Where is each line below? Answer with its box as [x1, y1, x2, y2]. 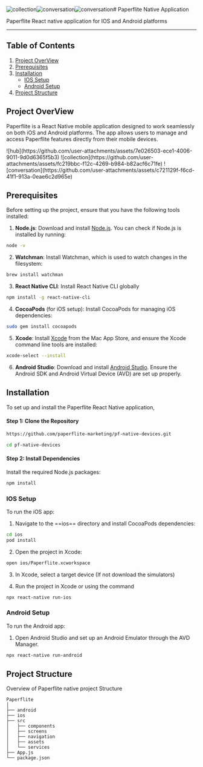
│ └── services [6, 745, 50, 751]
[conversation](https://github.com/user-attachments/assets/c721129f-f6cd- [6, 166, 195, 174]
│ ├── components [6, 723, 56, 729]
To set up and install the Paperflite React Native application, [6, 403, 155, 411]
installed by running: [14, 231, 66, 239]
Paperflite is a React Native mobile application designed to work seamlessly [6, 122, 195, 130]
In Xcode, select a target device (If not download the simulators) [14, 571, 175, 578]
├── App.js [6, 749, 34, 756]
